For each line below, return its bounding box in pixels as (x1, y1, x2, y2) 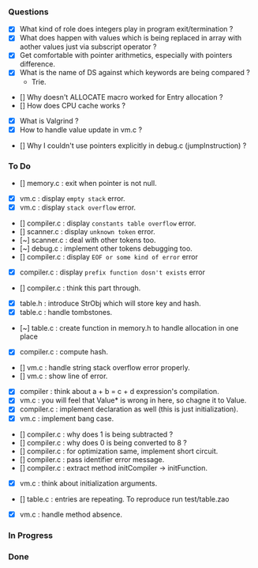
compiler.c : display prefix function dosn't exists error (19, 267, 205, 277)
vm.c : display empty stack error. (19, 193, 125, 203)
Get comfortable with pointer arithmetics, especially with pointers (19, 51, 233, 60)
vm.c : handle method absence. (19, 509, 122, 519)
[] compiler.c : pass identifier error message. (19, 454, 165, 464)
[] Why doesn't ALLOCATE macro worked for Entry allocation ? (19, 92, 223, 101)
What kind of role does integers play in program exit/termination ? (19, 25, 234, 34)
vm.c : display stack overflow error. (19, 203, 136, 212)
